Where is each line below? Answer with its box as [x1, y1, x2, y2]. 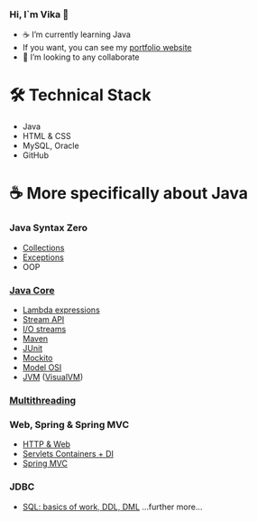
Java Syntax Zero [9, 221, 88, 234]
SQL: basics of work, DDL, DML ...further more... [22, 501, 203, 512]
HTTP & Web [22, 439, 70, 450]
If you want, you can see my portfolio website [22, 42, 192, 53]
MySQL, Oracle [22, 140, 79, 152]
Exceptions [22, 252, 65, 263]
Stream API [22, 314, 65, 325]
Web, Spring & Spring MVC [9, 418, 129, 431]
